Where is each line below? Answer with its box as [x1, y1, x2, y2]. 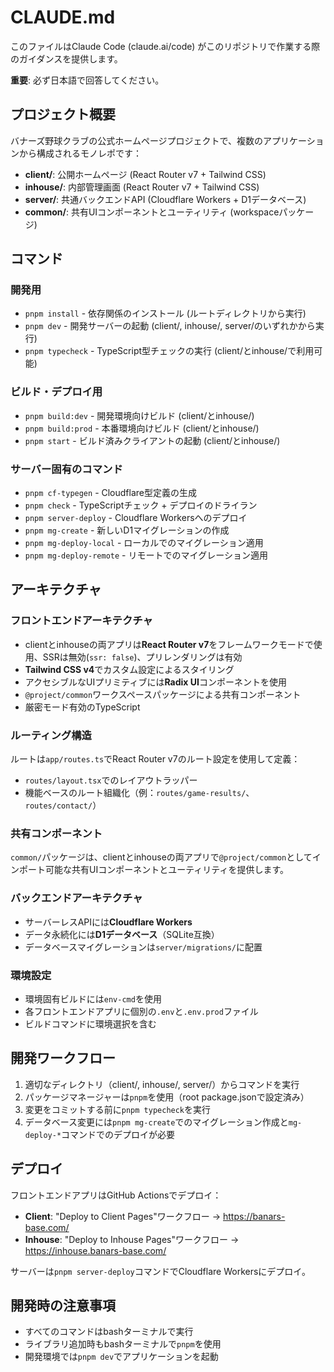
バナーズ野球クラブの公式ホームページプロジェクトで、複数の [10, 134, 264, 146]
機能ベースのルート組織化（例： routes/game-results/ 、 [24, 787, 255, 799]
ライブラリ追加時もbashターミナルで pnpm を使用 [24, 1338, 222, 1350]
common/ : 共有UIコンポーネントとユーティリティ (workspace [24, 206, 280, 218]
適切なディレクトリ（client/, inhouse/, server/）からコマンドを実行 [24, 1078, 300, 1090]
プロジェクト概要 [10, 106, 116, 123]
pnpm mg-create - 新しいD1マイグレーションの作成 [24, 524, 230, 536]
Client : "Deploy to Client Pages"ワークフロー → [24, 1210, 222, 1222]
